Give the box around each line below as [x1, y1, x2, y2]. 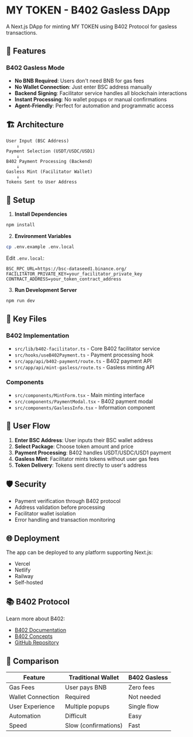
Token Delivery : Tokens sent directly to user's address [14, 461, 147, 468]
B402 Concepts [14, 633, 53, 640]
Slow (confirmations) [65, 721, 123, 729]
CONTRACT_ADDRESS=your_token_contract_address [6, 276, 122, 282]
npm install [6, 222, 35, 228]
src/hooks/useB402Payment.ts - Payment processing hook [14, 351, 154, 358]
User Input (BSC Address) [6, 138, 69, 144]
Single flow [128, 702, 159, 710]
